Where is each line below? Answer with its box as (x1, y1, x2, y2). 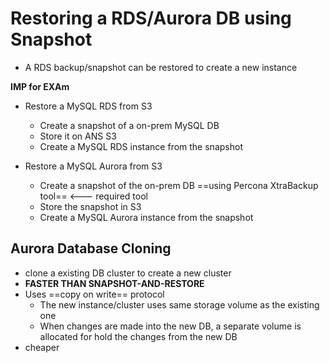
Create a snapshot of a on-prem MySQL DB (39, 119, 220, 131)
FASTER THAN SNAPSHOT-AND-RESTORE (24, 277, 205, 289)
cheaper (24, 341, 60, 353)
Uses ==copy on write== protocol (24, 288, 165, 300)
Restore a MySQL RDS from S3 (24, 100, 153, 112)
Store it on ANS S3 (39, 130, 117, 142)
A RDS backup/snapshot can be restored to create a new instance (24, 61, 298, 73)
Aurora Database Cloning (10, 240, 172, 257)
